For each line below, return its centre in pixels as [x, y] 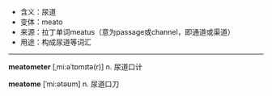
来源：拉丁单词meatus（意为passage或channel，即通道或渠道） [127, 32]
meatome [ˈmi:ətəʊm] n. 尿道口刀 [64, 84]
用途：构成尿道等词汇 [55, 42]
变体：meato [41, 22]
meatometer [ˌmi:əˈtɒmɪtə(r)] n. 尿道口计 [76, 67]
